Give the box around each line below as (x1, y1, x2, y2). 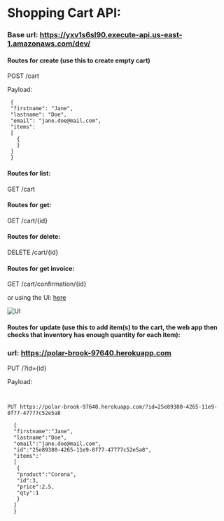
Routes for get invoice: (7, 264, 75, 272)
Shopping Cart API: (7, 5, 121, 21)
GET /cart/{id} (7, 216, 48, 225)
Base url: (7, 30, 38, 40)
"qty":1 (16, 489, 39, 496)
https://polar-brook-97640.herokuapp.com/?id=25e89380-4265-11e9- (20, 404, 218, 411)
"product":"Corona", (16, 471, 77, 478)
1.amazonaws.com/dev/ (7, 39, 91, 48)
